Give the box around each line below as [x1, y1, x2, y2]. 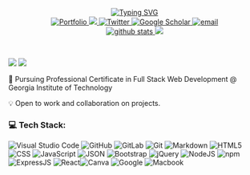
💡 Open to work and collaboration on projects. [8, 99, 161, 108]
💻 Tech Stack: [8, 119, 67, 130]
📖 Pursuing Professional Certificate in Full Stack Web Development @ [8, 75, 237, 83]
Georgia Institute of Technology [8, 83, 113, 92]
